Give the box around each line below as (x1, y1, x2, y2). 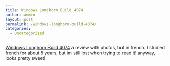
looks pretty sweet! (5, 55, 46, 61)
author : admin (5, 12, 36, 17)
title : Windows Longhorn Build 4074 (5, 7, 83, 13)
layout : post (5, 17, 33, 22)
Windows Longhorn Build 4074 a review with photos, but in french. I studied (5, 45, 165, 50)
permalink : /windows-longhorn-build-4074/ (5, 21, 97, 27)
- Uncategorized (10, 31, 44, 36)
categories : (5, 26, 31, 31)
